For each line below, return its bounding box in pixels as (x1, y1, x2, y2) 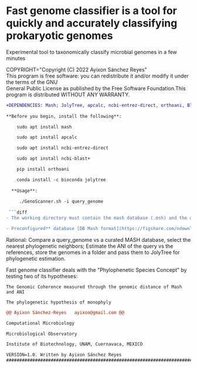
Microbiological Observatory (6, 330, 77, 337)
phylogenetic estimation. (6, 255, 66, 262)
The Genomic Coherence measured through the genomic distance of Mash (6, 283, 182, 290)
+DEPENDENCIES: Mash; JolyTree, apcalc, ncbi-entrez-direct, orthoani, (6, 102, 185, 108)
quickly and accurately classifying (6, 16, 178, 30)
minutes (6, 55, 26, 62)
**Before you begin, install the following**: (6, 113, 122, 119)
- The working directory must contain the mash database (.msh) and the (6, 215, 188, 221)
